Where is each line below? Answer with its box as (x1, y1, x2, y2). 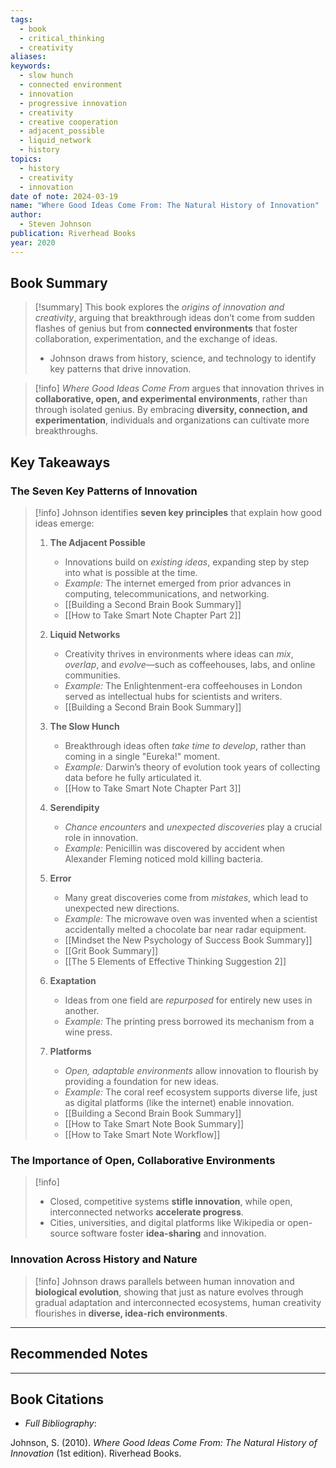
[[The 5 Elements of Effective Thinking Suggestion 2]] (64, 956, 287, 968)
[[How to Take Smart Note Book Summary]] (64, 1118, 245, 1130)
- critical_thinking (19, 33, 105, 43)
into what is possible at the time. (64, 567, 198, 579)
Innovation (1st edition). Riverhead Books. (10, 1447, 182, 1460)
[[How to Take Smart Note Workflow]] (64, 1129, 221, 1141)
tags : (10, 14, 33, 25)
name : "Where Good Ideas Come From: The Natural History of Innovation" (10, 201, 320, 211)
